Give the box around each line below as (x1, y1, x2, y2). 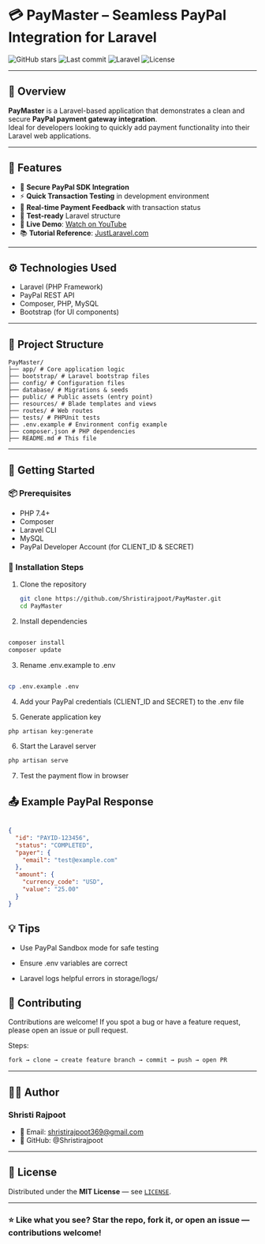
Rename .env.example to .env (19, 660, 116, 669)
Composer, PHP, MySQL (19, 299, 99, 309)
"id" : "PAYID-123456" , (15, 834, 90, 841)
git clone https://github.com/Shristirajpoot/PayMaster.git (19, 595, 222, 603)
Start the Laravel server (19, 741, 97, 751)
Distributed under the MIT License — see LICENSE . (8, 1186, 172, 1196)
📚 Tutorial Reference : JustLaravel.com (19, 228, 149, 238)
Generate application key (19, 712, 101, 721)
